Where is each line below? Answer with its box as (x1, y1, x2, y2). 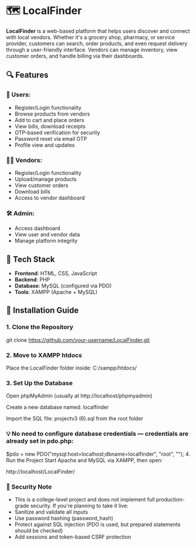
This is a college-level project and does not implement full (14, 496, 155, 503)
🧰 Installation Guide (6, 306, 79, 316)
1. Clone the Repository (6, 323, 73, 331)
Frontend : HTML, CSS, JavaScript (14, 270, 97, 277)
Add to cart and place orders (14, 116, 85, 123)
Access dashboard (14, 225, 60, 232)
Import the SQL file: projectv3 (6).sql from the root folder (6, 415, 144, 422)
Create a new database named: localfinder (6, 403, 109, 411)
